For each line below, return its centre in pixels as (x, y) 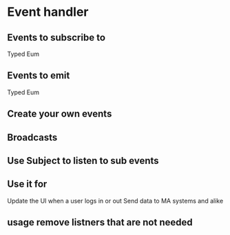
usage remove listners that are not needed (100, 222)
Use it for (27, 184)
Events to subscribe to (56, 38)
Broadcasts (32, 137)
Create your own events (60, 114)
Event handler (48, 12)
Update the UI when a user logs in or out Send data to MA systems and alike (115, 201)
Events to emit (39, 75)
